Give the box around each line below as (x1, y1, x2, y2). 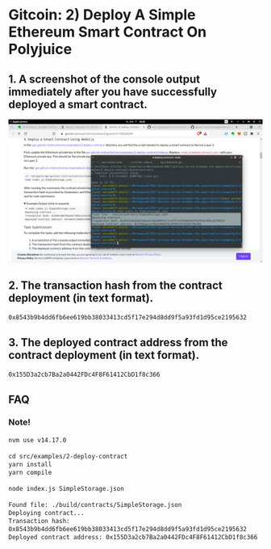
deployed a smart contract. (8, 97, 148, 111)
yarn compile (8, 468, 52, 476)
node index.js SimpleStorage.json (8, 484, 125, 492)
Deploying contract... (8, 509, 85, 517)
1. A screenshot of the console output (8, 72, 200, 86)
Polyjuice (8, 40, 73, 58)
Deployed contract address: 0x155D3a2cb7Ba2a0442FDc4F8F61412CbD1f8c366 (8, 533, 258, 541)
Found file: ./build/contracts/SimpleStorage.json (8, 500, 182, 509)
